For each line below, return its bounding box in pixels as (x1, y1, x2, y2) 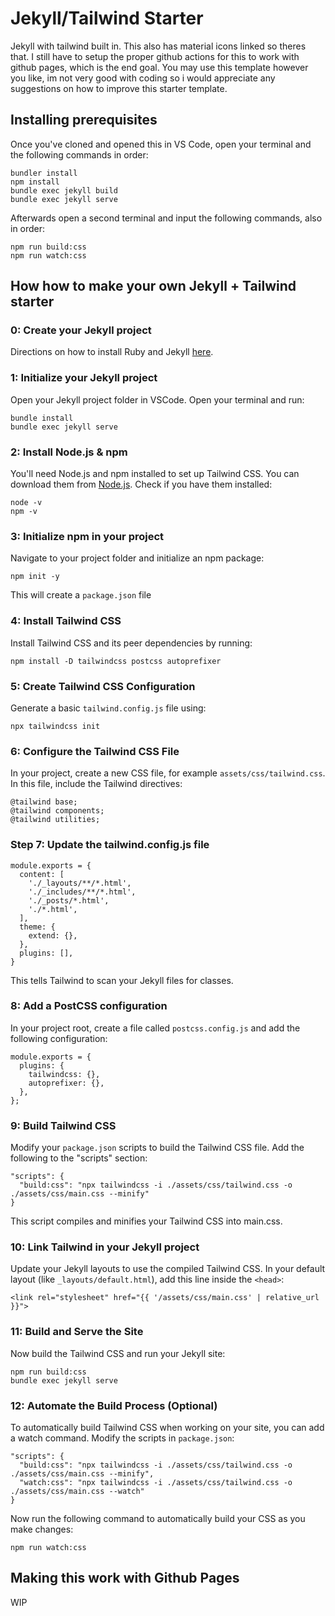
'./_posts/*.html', (28, 895, 110, 906)
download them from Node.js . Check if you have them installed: (10, 478, 273, 491)
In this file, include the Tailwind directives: (10, 778, 183, 790)
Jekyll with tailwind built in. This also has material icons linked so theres (10, 40, 307, 52)
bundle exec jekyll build (10, 185, 118, 196)
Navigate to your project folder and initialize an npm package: (10, 552, 265, 564)
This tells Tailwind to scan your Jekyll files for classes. (10, 974, 234, 986)
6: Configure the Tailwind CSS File (10, 744, 180, 758)
